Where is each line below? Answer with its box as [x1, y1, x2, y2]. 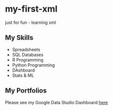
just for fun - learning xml [5, 19, 56, 25]
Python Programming [12, 62, 55, 68]
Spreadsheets [12, 46, 40, 52]
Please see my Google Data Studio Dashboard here [5, 99, 108, 105]
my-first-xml [5, 3, 57, 15]
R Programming [12, 57, 44, 63]
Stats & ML [12, 72, 34, 78]
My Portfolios [5, 87, 47, 95]
